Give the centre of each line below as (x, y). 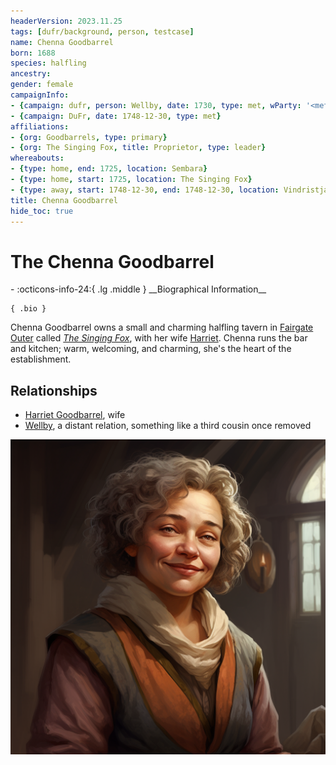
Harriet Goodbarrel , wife (75, 415)
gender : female (42, 85)
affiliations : (40, 126)
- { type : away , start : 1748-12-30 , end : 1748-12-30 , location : (145, 190)
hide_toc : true (42, 211)
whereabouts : (37, 158)
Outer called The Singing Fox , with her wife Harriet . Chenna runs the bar (159, 338)
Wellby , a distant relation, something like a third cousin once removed (168, 426)
